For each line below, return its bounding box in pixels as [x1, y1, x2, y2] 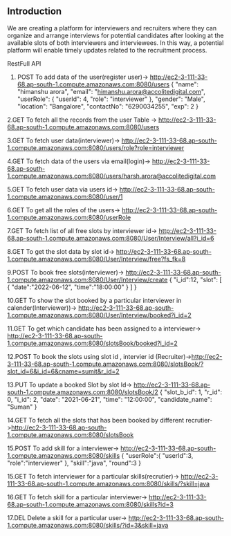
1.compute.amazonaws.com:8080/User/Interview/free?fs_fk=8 [7, 255, 186, 263]
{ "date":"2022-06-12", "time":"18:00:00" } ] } [7, 283, 137, 291]
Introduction [7, 6, 62, 17]
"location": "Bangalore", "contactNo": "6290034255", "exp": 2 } [17, 102, 199, 110]
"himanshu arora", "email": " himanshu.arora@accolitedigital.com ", [17, 87, 206, 95]
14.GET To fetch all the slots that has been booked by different [7, 416, 185, 424]
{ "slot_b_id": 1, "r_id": [160, 387, 223, 396]
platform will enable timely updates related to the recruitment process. [7, 46, 207, 54]
